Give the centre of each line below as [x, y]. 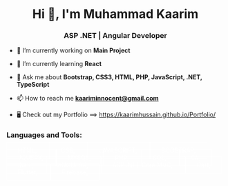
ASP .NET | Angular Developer [115, 36]
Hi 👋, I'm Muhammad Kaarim [115, 14]
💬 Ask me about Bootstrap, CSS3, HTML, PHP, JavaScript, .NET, [109, 77]
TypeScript [33, 85]
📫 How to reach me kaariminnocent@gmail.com [88, 99]
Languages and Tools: [44, 135]
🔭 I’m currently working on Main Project [73, 50]
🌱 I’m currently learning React [59, 64]
